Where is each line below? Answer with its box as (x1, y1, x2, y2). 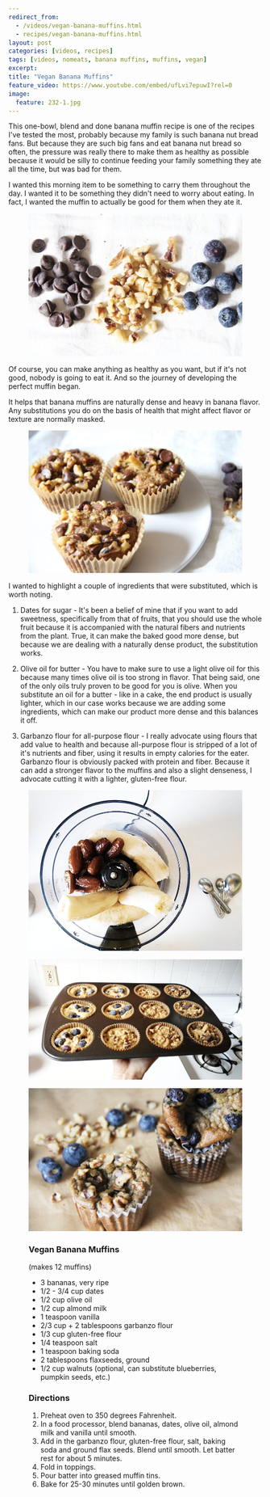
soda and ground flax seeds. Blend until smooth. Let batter (39, 1445, 235, 1455)
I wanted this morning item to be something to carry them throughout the (8, 180, 251, 190)
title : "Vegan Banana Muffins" (8, 73, 114, 81)
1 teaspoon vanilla (39, 1312, 100, 1322)
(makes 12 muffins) (28, 1262, 92, 1271)
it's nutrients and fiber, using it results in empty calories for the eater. (19, 748, 250, 758)
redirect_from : (8, 13, 60, 21)
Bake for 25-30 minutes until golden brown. (39, 1479, 185, 1489)
